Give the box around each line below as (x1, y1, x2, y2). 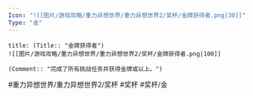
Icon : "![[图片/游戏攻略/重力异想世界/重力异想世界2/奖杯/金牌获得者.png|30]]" (8, 11, 246, 20)
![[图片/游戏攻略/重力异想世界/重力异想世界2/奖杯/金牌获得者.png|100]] (8, 50, 222, 58)
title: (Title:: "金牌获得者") (8, 41, 104, 49)
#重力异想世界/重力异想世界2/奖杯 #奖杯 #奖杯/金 (8, 80, 168, 89)
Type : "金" (8, 19, 43, 27)
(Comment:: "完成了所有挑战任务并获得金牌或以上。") (8, 65, 163, 73)
